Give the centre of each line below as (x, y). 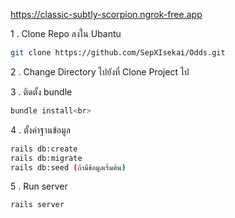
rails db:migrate (46, 158)
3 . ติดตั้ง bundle (41, 91)
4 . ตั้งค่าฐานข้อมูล (40, 130)
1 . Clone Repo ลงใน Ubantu (66, 33)
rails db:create (44, 149)
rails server (37, 205)
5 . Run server (39, 186)
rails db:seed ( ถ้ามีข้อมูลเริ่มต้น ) (68, 167)
